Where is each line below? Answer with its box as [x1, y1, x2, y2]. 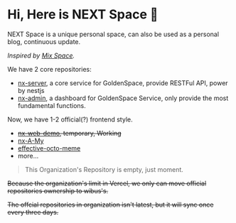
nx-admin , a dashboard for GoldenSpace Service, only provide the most [17, 94, 229, 102]
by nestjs [17, 86, 45, 94]
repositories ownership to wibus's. [7, 186, 109, 195]
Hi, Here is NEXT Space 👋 [7, 6, 159, 23]
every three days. [7, 207, 59, 216]
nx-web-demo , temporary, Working [17, 129, 122, 137]
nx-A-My [17, 136, 44, 145]
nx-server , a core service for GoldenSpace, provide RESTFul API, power [17, 78, 229, 87]
